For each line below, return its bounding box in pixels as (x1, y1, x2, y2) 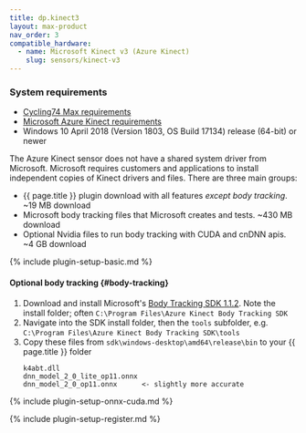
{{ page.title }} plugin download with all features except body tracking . (22, 191, 288, 201)
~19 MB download (22, 200, 91, 211)
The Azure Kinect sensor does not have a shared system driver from (9, 153, 267, 164)
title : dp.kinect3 (9, 13, 79, 23)
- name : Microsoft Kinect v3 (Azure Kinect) (17, 47, 190, 57)
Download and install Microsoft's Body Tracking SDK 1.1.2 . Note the (22, 297, 276, 308)
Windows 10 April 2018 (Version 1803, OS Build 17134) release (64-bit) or (22, 126, 297, 137)
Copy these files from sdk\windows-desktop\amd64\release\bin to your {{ (22, 336, 296, 347)
